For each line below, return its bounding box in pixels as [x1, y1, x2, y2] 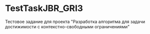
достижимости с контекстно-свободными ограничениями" [5, 23, 130, 29]
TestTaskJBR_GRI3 [5, 3, 83, 14]
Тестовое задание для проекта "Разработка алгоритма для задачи [5, 19, 146, 24]
